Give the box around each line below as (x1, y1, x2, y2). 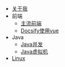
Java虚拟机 (20, 48, 48, 55)
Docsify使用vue (20, 27, 59, 34)
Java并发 (20, 41, 43, 48)
